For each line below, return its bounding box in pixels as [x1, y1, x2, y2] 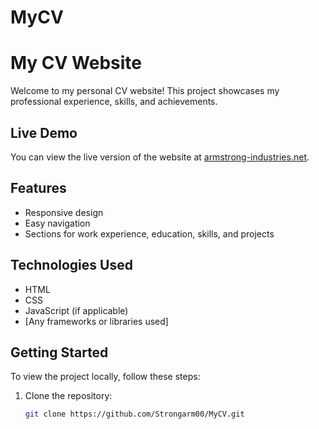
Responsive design [24, 206, 104, 218]
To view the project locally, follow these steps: [10, 371, 201, 383]
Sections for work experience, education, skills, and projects [24, 227, 275, 240]
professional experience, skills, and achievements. [10, 96, 218, 108]
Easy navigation [24, 217, 91, 229]
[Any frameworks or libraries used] [24, 315, 169, 327]
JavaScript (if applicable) [24, 304, 129, 316]
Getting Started [10, 344, 109, 361]
